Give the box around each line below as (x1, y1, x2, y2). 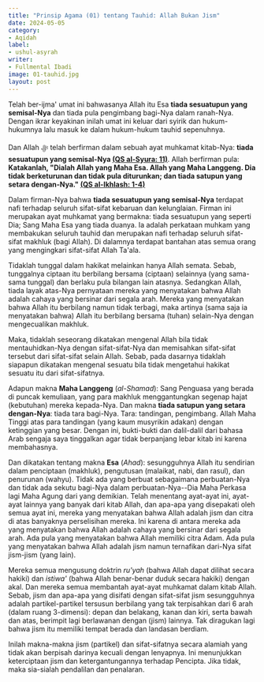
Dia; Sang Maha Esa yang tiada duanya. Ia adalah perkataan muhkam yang (8, 220, 251, 229)
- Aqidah (8, 33, 37, 42)
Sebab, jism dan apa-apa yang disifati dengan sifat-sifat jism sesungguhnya (8, 590, 255, 600)
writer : (8, 56, 34, 64)
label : (8, 41, 30, 49)
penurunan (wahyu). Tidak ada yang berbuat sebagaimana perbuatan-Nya (8, 474, 251, 484)
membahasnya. (8, 442, 58, 451)
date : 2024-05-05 (8, 19, 65, 27)
